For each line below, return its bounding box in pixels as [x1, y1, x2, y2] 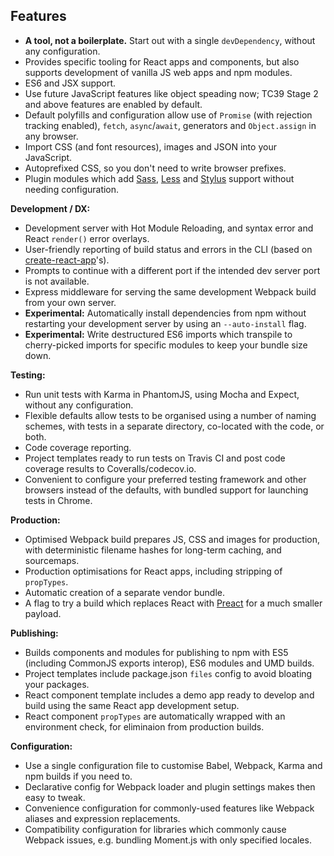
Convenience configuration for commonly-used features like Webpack [24, 802, 315, 814]
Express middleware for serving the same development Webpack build [24, 285, 317, 298]
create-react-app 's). [24, 254, 110, 266]
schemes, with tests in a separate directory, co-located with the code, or [24, 420, 325, 432]
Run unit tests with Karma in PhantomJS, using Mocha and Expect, [24, 388, 300, 400]
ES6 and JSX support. [24, 77, 117, 89]
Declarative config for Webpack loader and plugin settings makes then [24, 780, 316, 793]
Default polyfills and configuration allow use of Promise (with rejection [24, 109, 313, 121]
